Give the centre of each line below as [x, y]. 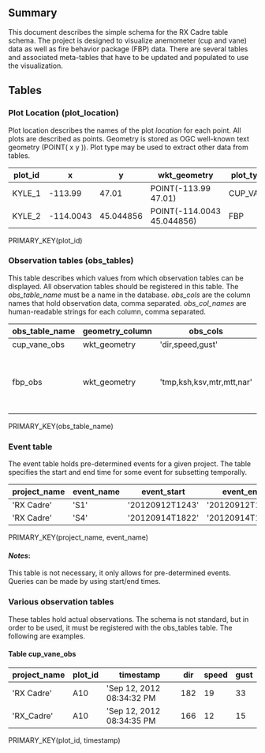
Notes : [20, 555]
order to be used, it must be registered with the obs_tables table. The [120, 627]
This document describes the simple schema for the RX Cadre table [118, 32]
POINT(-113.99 [181, 188]
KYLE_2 [26, 216]
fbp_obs [27, 382]
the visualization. [35, 66]
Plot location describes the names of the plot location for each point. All [125, 130]
